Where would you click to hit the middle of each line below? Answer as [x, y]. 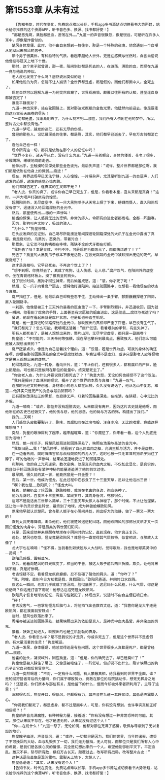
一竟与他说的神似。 [22, 71]
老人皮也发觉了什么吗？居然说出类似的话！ [48, 77]
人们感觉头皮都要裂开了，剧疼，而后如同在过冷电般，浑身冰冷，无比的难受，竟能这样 [85, 422]
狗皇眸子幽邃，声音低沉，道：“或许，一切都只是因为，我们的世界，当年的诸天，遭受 [84, 736]
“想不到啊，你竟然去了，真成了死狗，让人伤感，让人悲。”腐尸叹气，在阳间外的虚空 [82, 271]
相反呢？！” [16, 710]
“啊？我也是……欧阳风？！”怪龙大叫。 [44, 485]
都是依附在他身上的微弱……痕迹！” [38, 171]
